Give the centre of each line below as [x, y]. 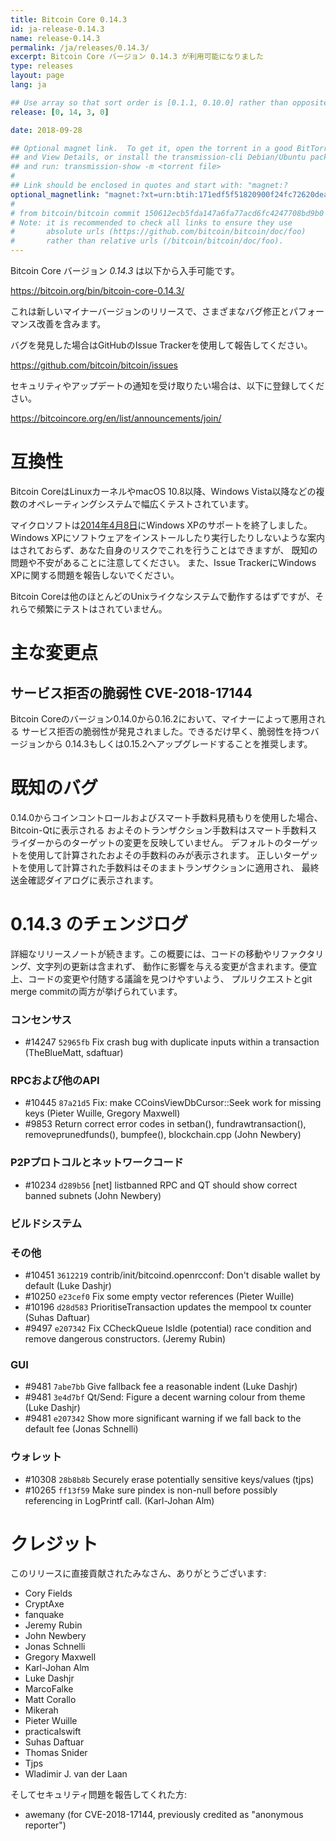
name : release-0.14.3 [55, 38]
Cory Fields [48, 1593]
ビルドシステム [46, 1223]
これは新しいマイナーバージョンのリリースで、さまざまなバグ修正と [150, 311]
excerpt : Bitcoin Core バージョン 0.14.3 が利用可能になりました [137, 57]
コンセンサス [41, 1019]
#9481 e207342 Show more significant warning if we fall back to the [163, 1418]
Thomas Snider [56, 1753]
